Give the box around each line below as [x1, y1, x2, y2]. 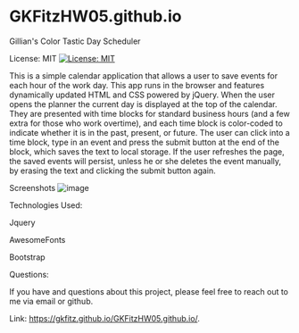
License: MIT [9, 53, 57, 63]
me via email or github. [9, 296, 94, 306]
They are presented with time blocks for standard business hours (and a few [9, 108, 290, 119]
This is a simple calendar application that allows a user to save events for [9, 70, 278, 81]
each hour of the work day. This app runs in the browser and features [9, 79, 265, 90]
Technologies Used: [9, 199, 83, 211]
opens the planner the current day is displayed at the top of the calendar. [9, 98, 278, 109]
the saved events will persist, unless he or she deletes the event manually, [9, 155, 282, 166]
